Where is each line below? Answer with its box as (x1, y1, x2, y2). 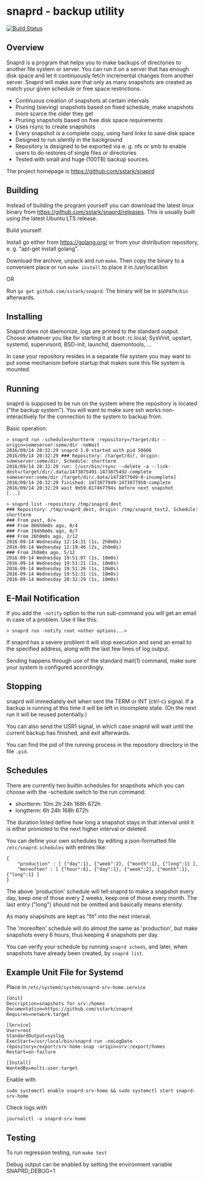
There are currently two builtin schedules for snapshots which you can (6, 781, 185, 789)
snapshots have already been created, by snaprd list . (6, 949, 144, 956)
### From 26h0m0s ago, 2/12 (6, 533, 78, 540)
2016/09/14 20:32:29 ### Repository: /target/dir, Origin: (6, 453, 160, 459)
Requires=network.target (6, 1012, 70, 1018)
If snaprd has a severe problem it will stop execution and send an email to (6, 639, 192, 646)
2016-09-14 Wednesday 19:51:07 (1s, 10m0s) (6, 555, 119, 561)
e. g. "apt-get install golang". (6, 244, 79, 252)
